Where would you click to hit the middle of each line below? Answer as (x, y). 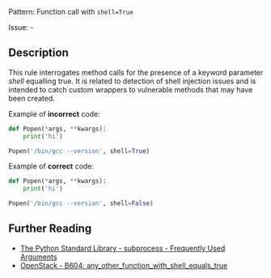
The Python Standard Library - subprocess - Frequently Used (123, 248)
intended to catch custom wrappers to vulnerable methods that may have (131, 89)
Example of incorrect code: (55, 113)
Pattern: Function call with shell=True (71, 12)
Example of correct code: (51, 166)
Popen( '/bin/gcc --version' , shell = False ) (81, 203)
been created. (32, 98)
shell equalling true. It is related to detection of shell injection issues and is (132, 81)
